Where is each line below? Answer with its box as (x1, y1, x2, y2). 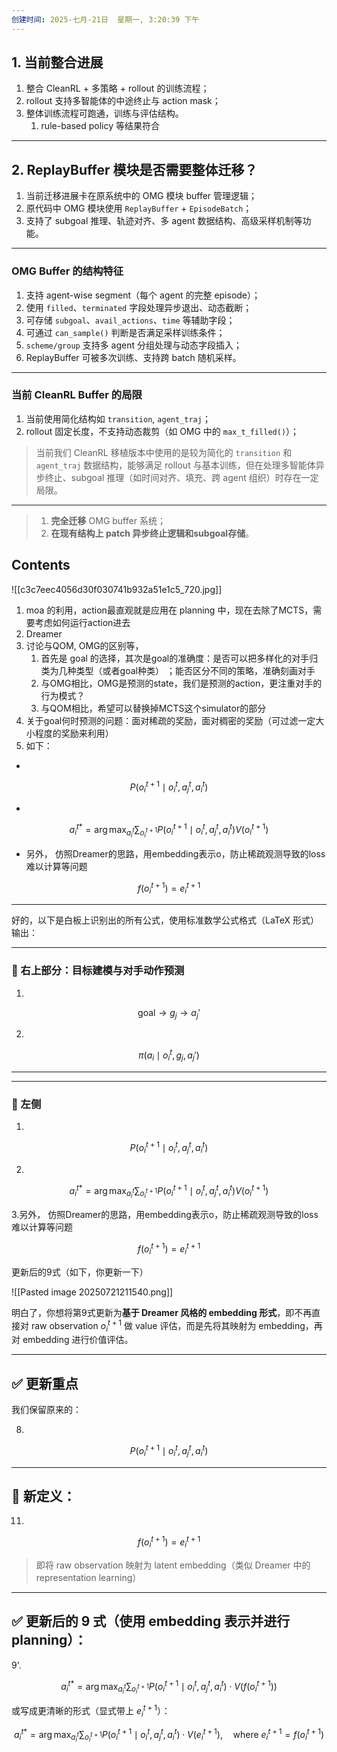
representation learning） (35, 1571, 142, 1583)
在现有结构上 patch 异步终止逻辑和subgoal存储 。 (50, 527, 255, 539)
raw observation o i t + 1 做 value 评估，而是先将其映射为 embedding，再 (30, 1317, 323, 1334)
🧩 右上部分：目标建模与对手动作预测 (11, 964, 185, 978)
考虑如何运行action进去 (34, 616, 131, 628)
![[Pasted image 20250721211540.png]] (11, 1286, 174, 1298)
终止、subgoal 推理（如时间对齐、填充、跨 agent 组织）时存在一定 (44, 471, 319, 483)
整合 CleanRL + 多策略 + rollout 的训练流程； (25, 82, 210, 95)
